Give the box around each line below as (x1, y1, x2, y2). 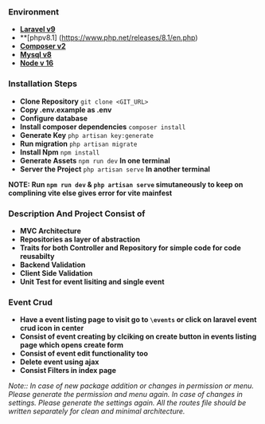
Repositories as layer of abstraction (19, 234, 141, 244)
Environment (8, 6, 60, 18)
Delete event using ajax (19, 357, 99, 367)
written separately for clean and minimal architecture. (8, 406, 185, 416)
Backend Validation (19, 260, 86, 269)
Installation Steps (8, 78, 78, 89)
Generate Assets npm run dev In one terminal (19, 155, 171, 165)
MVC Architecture (19, 226, 82, 235)
